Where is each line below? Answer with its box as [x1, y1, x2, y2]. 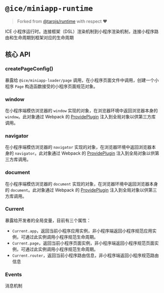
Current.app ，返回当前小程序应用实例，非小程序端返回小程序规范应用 [12, 228, 153, 234]
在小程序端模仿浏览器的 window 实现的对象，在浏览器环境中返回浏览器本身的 [5, 107, 158, 113]
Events [5, 271, 22, 278]
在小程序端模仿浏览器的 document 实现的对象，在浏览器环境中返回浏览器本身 [5, 181, 158, 186]
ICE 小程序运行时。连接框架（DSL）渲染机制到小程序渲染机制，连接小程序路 [5, 28, 159, 34]
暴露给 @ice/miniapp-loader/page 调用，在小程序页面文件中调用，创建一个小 [5, 77, 159, 83]
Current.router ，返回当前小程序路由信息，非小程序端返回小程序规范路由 [12, 252, 159, 258]
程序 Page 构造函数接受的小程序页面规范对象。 [5, 83, 98, 89]
